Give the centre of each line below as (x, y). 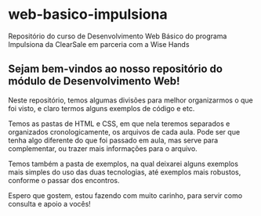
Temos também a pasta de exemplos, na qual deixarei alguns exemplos (123, 164)
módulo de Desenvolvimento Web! (94, 81)
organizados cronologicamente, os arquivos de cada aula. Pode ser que (124, 131)
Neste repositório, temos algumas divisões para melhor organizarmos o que (130, 100)
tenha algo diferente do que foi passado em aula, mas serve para (113, 140)
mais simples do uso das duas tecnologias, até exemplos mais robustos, (125, 172)
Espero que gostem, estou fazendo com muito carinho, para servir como (125, 195)
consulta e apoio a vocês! (50, 203)
